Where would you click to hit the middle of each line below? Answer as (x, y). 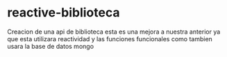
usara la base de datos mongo (51, 46)
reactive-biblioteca (64, 13)
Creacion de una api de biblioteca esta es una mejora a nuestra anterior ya (114, 32)
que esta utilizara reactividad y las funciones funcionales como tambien (110, 38)
